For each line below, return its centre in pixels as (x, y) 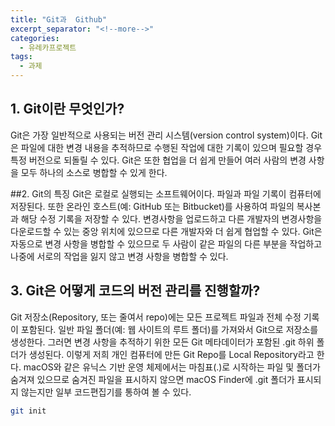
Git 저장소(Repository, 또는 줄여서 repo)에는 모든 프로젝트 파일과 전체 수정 (156, 317)
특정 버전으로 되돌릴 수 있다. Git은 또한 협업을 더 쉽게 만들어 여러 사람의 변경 (158, 160)
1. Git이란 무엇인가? (67, 109)
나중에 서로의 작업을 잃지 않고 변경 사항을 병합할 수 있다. (119, 256)
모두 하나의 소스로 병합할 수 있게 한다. (94, 172)
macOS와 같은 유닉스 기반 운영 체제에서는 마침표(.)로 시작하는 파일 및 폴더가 (172, 367)
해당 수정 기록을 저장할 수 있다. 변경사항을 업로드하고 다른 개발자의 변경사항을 (171, 218)
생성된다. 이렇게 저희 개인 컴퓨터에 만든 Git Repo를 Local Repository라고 (171, 354)
